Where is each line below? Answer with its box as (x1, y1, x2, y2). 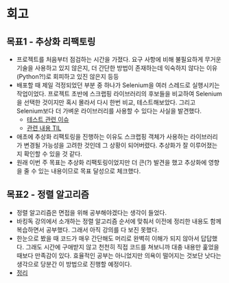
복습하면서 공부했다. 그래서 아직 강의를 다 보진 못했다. (16, 225, 159, 234)
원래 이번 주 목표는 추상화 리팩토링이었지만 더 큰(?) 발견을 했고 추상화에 (16, 159, 207, 166)
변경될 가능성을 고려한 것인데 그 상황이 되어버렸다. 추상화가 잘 (23, 141, 189, 149)
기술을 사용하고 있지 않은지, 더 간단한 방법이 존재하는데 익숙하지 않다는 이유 (16, 64, 218, 72)
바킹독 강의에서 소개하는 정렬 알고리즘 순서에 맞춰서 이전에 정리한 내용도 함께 (16, 217, 222, 225)
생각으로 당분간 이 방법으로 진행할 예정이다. (16, 260, 132, 268)
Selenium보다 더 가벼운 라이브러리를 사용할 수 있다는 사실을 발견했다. (16, 107, 202, 115)
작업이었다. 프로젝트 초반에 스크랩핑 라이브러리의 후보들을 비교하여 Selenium (16, 90, 222, 98)
